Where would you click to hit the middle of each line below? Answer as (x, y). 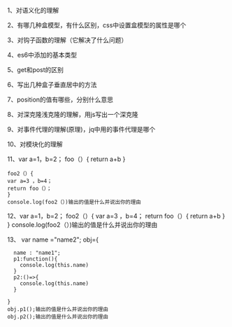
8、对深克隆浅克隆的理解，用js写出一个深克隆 (73, 114)
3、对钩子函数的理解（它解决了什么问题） (67, 40)
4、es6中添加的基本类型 (42, 55)
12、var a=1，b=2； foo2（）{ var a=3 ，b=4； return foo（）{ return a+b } (116, 216)
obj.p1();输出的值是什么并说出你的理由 (58, 309)
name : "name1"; (37, 253)
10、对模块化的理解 (35, 144)
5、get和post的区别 (36, 70)
